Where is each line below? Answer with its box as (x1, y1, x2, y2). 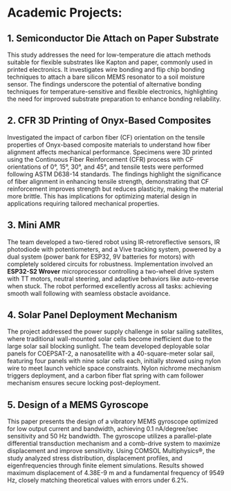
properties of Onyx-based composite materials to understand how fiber (7, 140, 211, 149)
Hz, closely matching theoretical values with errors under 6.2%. (7, 476, 189, 485)
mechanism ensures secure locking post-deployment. (7, 379, 161, 387)
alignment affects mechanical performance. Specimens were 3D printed (7, 147, 213, 156)
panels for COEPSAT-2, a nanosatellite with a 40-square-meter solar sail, (7, 349, 215, 358)
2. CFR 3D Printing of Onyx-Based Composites (7, 115, 212, 127)
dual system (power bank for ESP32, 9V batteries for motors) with (7, 252, 195, 261)
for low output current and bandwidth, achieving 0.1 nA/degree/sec (7, 425, 198, 433)
